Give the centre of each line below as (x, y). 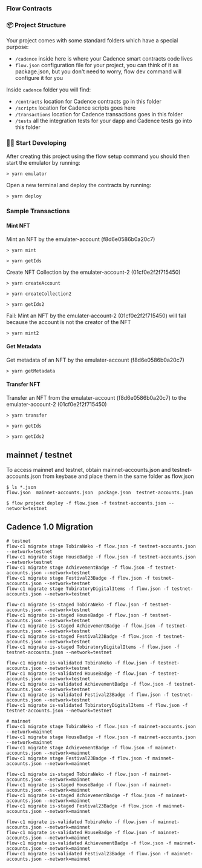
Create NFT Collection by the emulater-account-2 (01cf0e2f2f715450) (93, 272)
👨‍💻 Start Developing (36, 143)
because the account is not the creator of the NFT (69, 322)
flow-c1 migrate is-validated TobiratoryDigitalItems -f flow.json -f (97, 705)
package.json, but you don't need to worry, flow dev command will (98, 71)
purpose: (18, 47)
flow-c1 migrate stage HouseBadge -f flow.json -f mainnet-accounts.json (101, 737)
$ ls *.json (21, 487)
